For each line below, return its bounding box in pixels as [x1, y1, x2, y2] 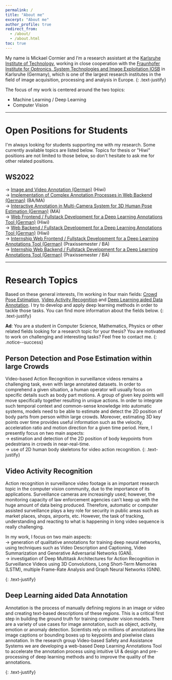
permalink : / [5, 7, 33, 13]
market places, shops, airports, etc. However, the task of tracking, [5, 513, 145, 519]
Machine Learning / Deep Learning [12, 96, 87, 102]
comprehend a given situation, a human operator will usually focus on [5, 387, 152, 393]
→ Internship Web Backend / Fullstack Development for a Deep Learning [5, 246, 158, 252]
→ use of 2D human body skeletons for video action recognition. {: [5, 447, 146, 453]
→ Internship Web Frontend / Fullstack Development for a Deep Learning [5, 235, 159, 241]
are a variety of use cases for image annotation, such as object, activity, [5, 621, 158, 627]
